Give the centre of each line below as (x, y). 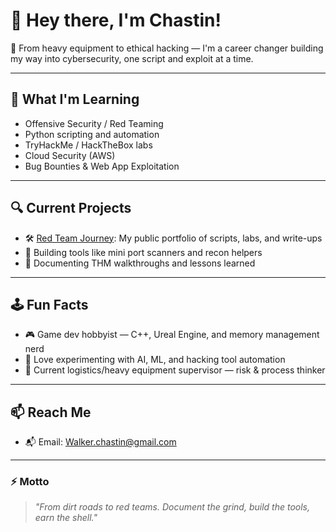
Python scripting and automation (92, 134)
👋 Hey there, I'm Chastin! (116, 20)
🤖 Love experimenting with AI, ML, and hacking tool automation (155, 360)
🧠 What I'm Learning (75, 99)
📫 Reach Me (51, 412)
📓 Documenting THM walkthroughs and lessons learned (140, 263)
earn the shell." (66, 518)
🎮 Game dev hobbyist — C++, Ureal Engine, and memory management (172, 335)
